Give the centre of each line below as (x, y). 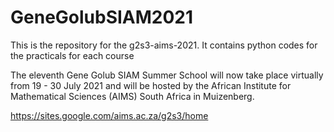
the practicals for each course (72, 55)
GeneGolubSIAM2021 (102, 17)
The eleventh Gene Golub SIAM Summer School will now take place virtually (167, 75)
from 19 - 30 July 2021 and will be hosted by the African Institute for (151, 85)
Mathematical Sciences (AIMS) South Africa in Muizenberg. (132, 96)
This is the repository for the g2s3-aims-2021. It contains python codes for (164, 45)
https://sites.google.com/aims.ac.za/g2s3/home (109, 115)
